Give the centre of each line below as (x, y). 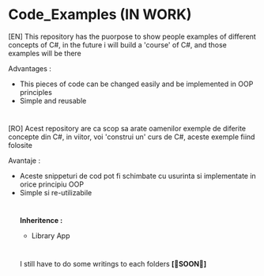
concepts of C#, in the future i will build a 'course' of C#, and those (118, 44)
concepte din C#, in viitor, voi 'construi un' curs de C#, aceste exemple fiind (132, 137)
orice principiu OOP (52, 184)
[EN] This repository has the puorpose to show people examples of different (132, 36)
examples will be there (45, 53)
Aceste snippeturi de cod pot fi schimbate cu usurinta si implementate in (138, 176)
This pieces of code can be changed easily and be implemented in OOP (136, 84)
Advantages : (30, 68)
